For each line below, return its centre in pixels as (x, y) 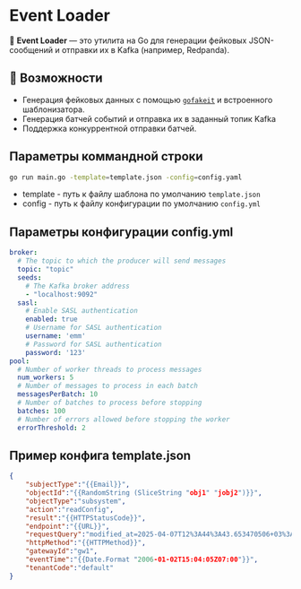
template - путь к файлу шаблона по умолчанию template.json (142, 195)
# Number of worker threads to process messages (110, 369)
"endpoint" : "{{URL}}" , (68, 526)
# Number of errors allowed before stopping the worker (124, 419)
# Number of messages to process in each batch (108, 386)
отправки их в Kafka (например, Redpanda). (146, 49)
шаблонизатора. (53, 109)
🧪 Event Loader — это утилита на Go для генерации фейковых (128, 40)
